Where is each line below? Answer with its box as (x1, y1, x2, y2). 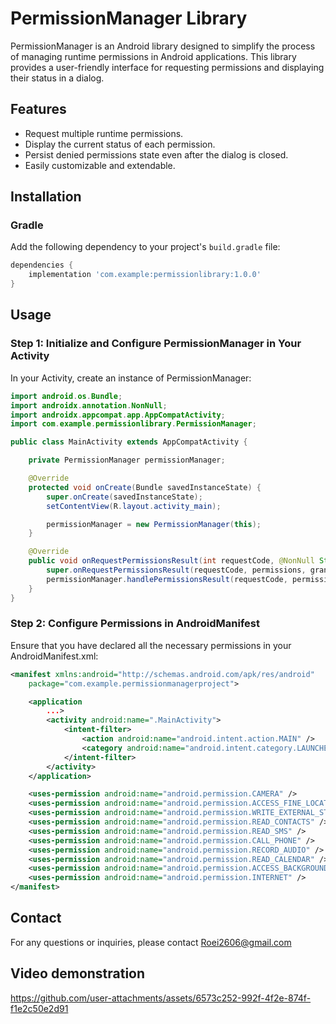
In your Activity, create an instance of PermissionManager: (10, 372, 252, 384)
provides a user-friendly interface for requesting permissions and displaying (10, 61, 325, 73)
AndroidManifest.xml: (10, 650, 99, 662)
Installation (10, 188, 82, 206)
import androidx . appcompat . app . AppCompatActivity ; (10, 410, 226, 420)
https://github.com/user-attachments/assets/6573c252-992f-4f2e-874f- (10, 992, 312, 1004)
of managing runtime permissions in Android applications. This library (10, 50, 297, 62)
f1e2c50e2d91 (10, 1002, 69, 1014)
